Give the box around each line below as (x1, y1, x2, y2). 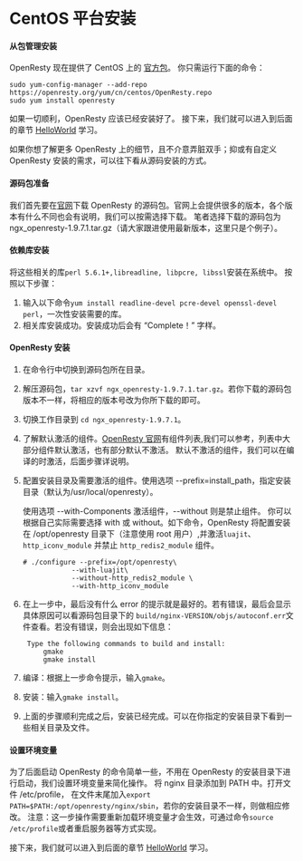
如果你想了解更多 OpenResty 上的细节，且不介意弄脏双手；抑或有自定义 (9, 144, 278, 155)
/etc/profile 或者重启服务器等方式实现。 (9, 823, 161, 834)
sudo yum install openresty (9, 96, 116, 105)
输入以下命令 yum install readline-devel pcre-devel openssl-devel (22, 296, 278, 308)
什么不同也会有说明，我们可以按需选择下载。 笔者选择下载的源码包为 (24, 210, 281, 222)
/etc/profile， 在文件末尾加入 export (19, 789, 151, 800)
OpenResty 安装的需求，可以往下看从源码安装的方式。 (9, 155, 212, 166)
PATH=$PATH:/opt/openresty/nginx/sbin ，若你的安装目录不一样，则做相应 (9, 800, 282, 811)
